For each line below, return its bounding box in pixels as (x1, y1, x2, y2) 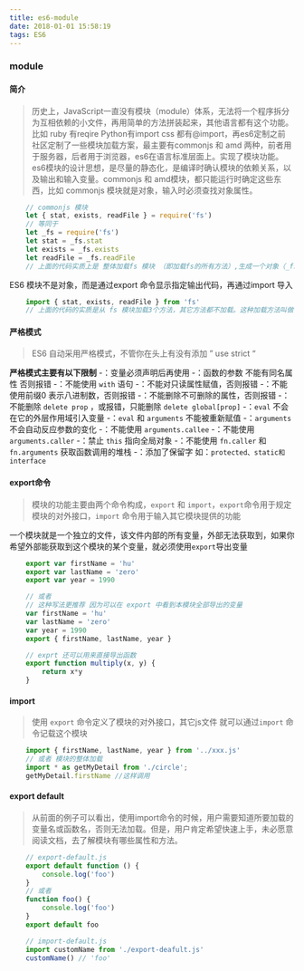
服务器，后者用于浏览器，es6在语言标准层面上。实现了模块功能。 (39, 150, 284, 161)
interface (9, 457, 47, 466)
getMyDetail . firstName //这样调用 (25, 771, 151, 780)
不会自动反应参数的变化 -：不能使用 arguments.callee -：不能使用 (9, 424, 255, 435)
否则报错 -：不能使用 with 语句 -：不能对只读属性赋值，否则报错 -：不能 (19, 379, 288, 389)
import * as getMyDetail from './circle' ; (25, 763, 188, 772)
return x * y (42, 668, 83, 677)
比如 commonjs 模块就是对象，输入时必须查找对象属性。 (47, 185, 258, 196)
